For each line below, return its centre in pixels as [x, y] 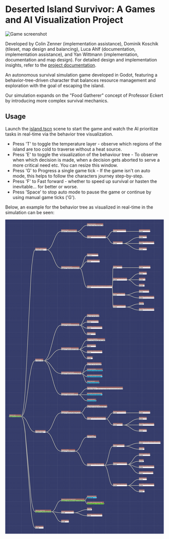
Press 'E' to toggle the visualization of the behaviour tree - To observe [85, 154]
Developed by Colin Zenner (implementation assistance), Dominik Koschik [82, 43]
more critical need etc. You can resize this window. [65, 165]
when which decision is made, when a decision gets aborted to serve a [86, 160]
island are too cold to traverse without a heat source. [67, 149]
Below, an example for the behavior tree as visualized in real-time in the [79, 207]
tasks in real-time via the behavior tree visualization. [59, 134]
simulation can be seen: [30, 212]
